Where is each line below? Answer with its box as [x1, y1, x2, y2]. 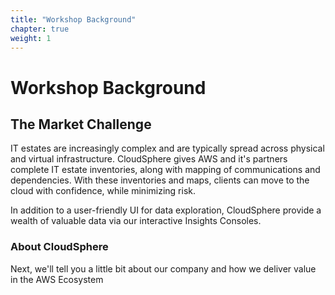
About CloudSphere [10, 240, 109, 254]
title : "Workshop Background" [10, 14, 137, 25]
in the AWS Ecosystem [10, 273, 104, 285]
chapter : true [10, 24, 70, 34]
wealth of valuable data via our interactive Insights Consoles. [10, 215, 262, 227]
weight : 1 [10, 33, 52, 43]
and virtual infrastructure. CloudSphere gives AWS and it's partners [10, 153, 288, 165]
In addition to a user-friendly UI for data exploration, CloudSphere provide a [10, 204, 322, 216]
